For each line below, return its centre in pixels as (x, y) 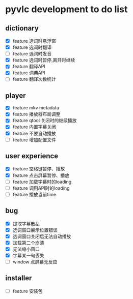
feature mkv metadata (36, 108)
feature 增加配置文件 (34, 140)
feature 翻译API (29, 67)
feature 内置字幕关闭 (34, 127)
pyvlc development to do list (66, 9)
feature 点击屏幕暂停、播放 (41, 175)
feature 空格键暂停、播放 (39, 169)
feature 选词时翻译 (32, 47)
